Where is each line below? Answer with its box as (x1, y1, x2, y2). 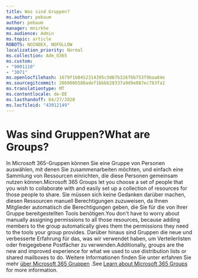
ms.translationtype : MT (6, 86, 65, 92)
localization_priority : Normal (6, 47, 83, 53)
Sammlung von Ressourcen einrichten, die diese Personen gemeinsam (6, 172, 178, 179)
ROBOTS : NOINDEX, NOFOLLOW (6, 42, 73, 48)
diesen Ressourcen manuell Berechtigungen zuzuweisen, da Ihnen (6, 198, 168, 205)
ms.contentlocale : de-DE (6, 91, 67, 97)
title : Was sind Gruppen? (6, 8, 70, 15)
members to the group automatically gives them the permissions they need (6, 222, 189, 229)
